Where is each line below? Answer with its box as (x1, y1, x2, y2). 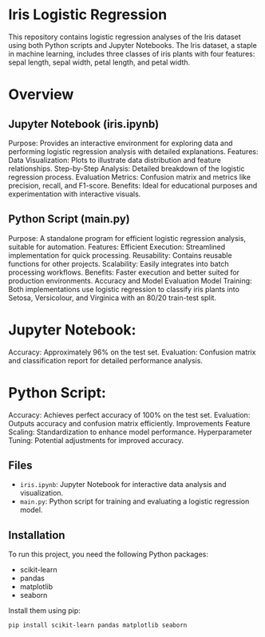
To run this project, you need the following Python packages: (8, 549, 209, 560)
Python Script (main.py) (8, 212, 130, 226)
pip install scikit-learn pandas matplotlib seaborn (8, 621, 188, 630)
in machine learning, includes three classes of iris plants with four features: (8, 49, 255, 58)
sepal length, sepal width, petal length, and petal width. (8, 57, 191, 67)
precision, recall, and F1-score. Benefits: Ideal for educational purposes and (8, 180, 258, 190)
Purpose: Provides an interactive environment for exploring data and (8, 138, 233, 148)
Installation (8, 528, 65, 542)
